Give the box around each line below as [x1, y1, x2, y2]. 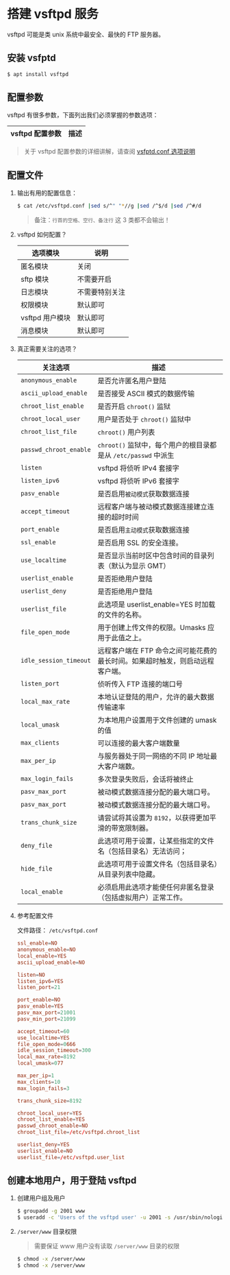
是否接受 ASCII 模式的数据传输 [97, 389, 195, 398]
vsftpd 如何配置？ [16, 230, 67, 239]
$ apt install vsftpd [7, 71, 69, 77]
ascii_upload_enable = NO [16, 959, 86, 966]
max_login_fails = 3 [16, 1084, 70, 1092]
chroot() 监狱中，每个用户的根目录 [97, 440, 210, 450]
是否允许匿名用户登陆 [97, 376, 166, 386]
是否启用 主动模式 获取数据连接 [97, 525, 190, 535]
